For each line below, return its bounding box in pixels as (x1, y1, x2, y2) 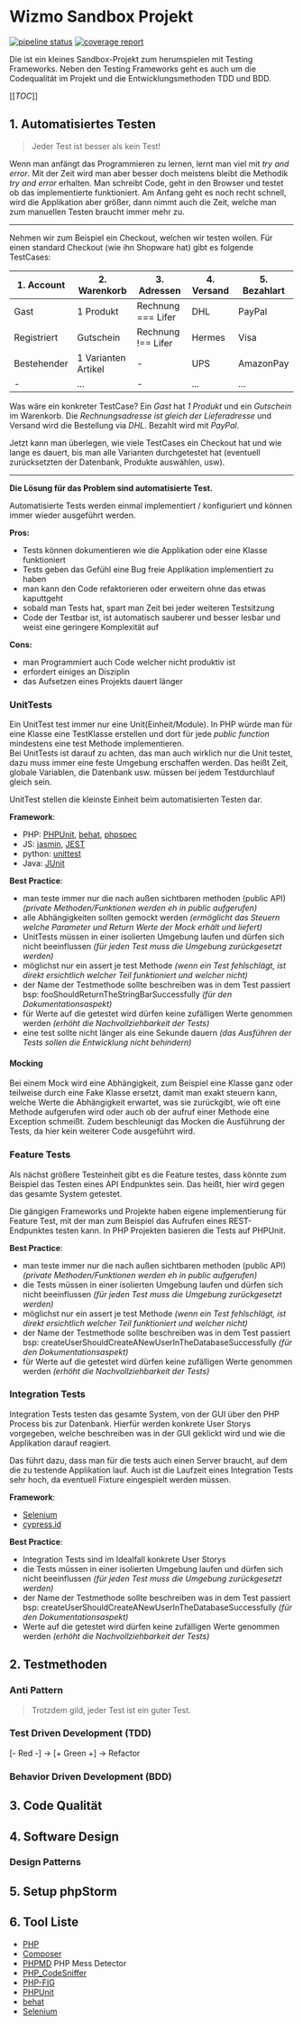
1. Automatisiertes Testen (9, 117, 156, 132)
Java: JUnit (22, 858, 65, 869)
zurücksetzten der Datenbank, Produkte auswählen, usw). (9, 457, 225, 467)
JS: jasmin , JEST (22, 839, 86, 850)
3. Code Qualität (9, 1798, 103, 1813)
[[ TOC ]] (9, 90, 38, 101)
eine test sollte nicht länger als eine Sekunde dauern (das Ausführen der (22, 1028, 292, 1039)
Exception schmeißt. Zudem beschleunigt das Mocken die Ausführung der (9, 1116, 286, 1127)
